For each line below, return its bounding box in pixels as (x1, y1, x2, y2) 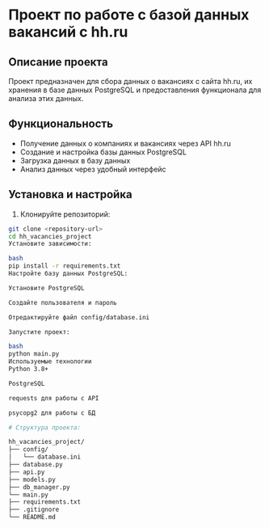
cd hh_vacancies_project (8, 232, 92, 240)
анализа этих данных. (8, 94, 84, 103)
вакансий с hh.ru (8, 23, 128, 41)
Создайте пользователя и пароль (8, 298, 117, 306)
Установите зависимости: (8, 240, 92, 248)
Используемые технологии (8, 357, 92, 365)
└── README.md (8, 513, 57, 522)
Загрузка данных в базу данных (19, 155, 131, 165)
